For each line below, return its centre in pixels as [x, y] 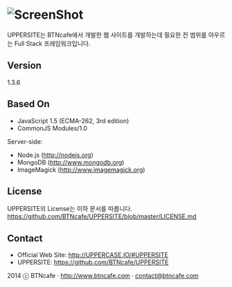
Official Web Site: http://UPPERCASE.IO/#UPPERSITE [92, 255]
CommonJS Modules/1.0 [52, 128]
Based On [28, 104]
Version [24, 66]
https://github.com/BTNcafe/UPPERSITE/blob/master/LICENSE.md [102, 216]
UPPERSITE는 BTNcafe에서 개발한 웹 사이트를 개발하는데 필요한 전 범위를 [107, 35]
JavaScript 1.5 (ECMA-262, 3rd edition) [73, 120]
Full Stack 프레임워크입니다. [52, 43]
